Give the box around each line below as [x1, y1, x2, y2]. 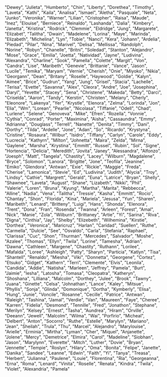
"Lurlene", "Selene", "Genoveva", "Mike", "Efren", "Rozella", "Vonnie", [4, 111, 147, 117]
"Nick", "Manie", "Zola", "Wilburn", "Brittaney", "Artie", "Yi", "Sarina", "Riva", [4, 212, 160, 217]
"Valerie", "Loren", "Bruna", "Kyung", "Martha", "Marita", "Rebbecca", [4, 185, 147, 191]
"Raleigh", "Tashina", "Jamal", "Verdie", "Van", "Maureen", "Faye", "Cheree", [4, 297, 160, 302]
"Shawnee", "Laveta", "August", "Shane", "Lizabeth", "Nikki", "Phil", [4, 180, 143, 186]
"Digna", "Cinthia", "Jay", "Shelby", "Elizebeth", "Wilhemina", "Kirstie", [4, 217, 148, 223]
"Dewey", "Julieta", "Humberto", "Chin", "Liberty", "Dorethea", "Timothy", [4, 5, 154, 10]
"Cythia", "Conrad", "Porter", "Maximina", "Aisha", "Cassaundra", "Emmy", [4, 116, 157, 122]
